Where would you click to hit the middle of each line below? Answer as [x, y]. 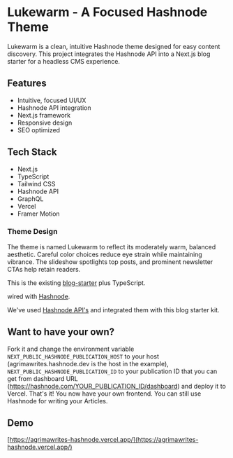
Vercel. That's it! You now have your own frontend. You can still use [104, 394]
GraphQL [30, 199]
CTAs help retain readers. [44, 269]
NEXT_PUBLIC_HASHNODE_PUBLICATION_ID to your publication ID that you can [112, 371]
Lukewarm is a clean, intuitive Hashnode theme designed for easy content [114, 46]
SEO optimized [39, 130]
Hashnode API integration [54, 107]
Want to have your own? [61, 332]
